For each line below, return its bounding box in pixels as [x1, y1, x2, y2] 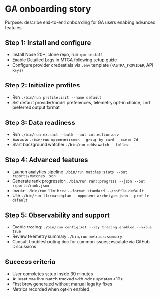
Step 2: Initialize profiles [5, 81, 80, 89]
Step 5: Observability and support [5, 211, 110, 219]
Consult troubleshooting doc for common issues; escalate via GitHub [12, 239, 150, 244]
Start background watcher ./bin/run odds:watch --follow [12, 142, 129, 148]
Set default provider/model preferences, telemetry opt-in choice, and [12, 99, 150, 105]
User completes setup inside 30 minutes [12, 271, 93, 277]
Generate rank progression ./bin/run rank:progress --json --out [12, 178, 145, 184]
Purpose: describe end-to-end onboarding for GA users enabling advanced [5, 19, 156, 25]
